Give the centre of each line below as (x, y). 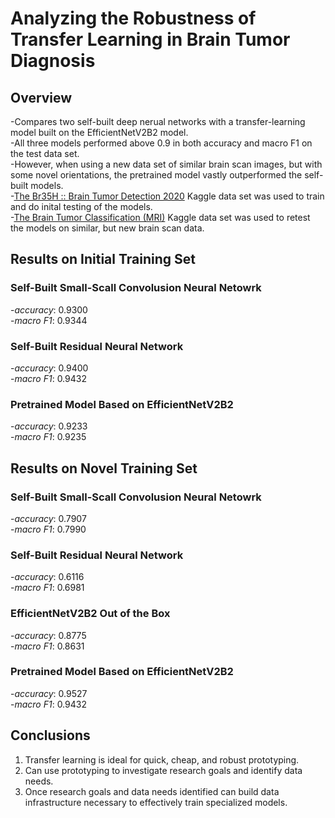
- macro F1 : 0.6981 (47, 588)
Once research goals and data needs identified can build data (152, 791)
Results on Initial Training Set (103, 259)
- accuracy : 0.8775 (48, 635)
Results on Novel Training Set (104, 468)
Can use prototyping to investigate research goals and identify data (163, 770)
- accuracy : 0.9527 (49, 693)
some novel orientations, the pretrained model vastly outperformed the (156, 175)
